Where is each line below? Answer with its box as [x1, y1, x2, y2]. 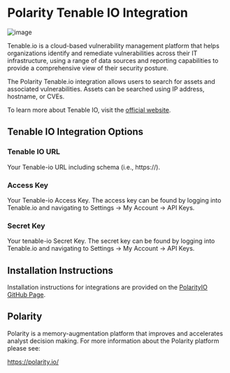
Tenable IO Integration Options [7, 126, 144, 138]
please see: [7, 344, 41, 352]
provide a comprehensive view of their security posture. [7, 64, 169, 72]
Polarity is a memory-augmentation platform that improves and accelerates [7, 329, 224, 337]
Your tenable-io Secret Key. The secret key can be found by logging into [7, 237, 215, 245]
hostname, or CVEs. [7, 92, 65, 101]
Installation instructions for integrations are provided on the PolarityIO [7, 283, 208, 291]
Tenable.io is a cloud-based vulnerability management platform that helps [7, 41, 220, 50]
